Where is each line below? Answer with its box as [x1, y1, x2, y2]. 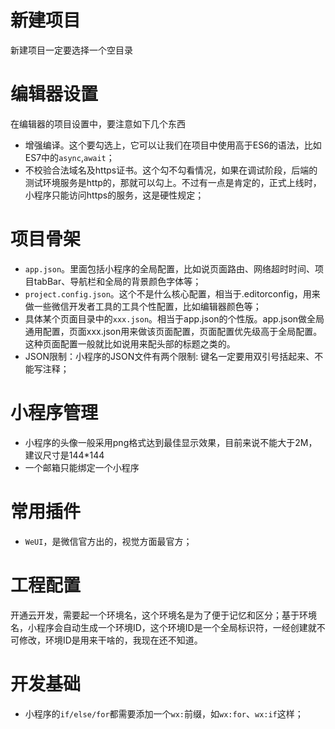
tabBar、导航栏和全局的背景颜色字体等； [33, 275, 202, 287]
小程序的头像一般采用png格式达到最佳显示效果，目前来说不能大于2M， [24, 436, 318, 448]
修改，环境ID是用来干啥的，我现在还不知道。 [18, 634, 203, 646]
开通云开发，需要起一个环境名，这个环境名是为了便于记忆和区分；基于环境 [10, 609, 317, 621]
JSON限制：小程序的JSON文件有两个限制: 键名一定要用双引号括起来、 [24, 350, 315, 362]
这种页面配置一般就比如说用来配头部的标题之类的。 [24, 337, 236, 350]
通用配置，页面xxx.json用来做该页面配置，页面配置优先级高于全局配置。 [24, 325, 323, 337]
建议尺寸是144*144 [24, 449, 105, 461]
